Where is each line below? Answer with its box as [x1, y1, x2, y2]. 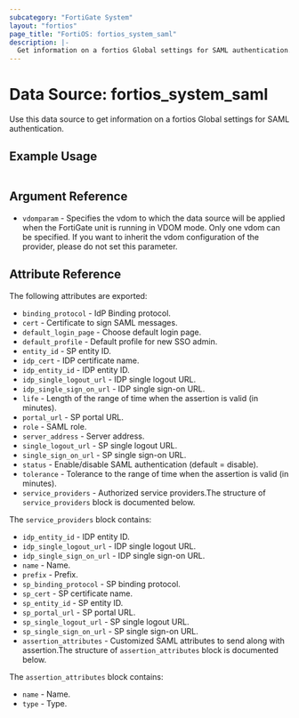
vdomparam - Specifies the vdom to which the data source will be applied [21, 213, 286, 223]
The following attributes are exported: [9, 290, 148, 301]
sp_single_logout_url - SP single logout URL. [21, 616, 190, 627]
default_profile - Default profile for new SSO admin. [21, 335, 218, 347]
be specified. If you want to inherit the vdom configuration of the [21, 231, 260, 242]
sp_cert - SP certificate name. [21, 588, 133, 599]
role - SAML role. [21, 421, 87, 432]
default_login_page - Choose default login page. [21, 327, 202, 337]
